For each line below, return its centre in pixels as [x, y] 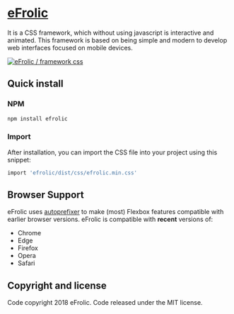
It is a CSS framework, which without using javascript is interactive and [111, 33]
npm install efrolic [38, 118]
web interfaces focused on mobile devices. [70, 47]
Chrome [29, 233]
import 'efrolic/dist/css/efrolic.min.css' [72, 173]
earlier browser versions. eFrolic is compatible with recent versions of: [110, 219]
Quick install [35, 84]
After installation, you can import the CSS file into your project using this [112, 152]
